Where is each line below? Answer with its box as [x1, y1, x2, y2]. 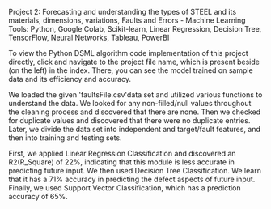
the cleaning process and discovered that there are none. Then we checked [8, 107, 261, 117]
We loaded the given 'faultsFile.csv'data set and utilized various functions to [8, 90, 263, 100]
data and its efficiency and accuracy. [8, 75, 132, 83]
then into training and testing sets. [8, 133, 123, 143]
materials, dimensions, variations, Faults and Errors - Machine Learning [8, 15, 246, 25]
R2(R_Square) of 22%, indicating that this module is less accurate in [8, 157, 235, 167]
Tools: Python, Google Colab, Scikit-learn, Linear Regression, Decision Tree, [8, 24, 262, 33]
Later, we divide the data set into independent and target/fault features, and [8, 125, 261, 134]
